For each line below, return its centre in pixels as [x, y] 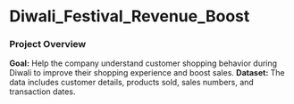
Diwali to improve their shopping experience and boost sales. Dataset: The [147, 73]
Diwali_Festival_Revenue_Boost [130, 16]
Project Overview [48, 44]
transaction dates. [42, 92]
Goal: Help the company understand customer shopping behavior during [143, 63]
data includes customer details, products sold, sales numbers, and [132, 83]
